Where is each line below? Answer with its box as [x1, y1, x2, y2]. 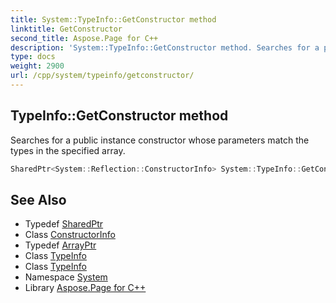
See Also [10, 191, 67, 208]
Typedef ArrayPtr [24, 239, 97, 251]
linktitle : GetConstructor [10, 24, 123, 34]
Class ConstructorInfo [24, 229, 116, 241]
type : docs [10, 52, 56, 62]
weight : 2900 [10, 61, 65, 71]
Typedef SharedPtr [24, 218, 104, 230]
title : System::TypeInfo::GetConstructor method [10, 14, 217, 25]
